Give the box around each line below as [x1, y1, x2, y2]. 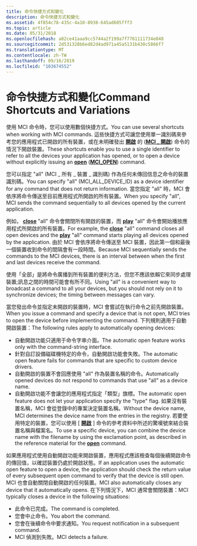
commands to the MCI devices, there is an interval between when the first [6, 252, 185, 259]
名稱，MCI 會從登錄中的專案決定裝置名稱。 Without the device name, [19, 405, 186, 412]
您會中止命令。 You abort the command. [14, 512, 111, 520]
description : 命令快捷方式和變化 [6, 14, 80, 20]
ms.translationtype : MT [6, 47, 64, 53]
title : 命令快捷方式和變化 [6, 8, 64, 15]
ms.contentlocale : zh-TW [6, 52, 67, 58]
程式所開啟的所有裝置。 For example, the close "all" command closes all [11, 225, 185, 232]
